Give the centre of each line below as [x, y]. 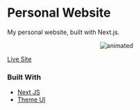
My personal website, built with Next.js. [63, 32]
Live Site [19, 59]
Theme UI [31, 100]
